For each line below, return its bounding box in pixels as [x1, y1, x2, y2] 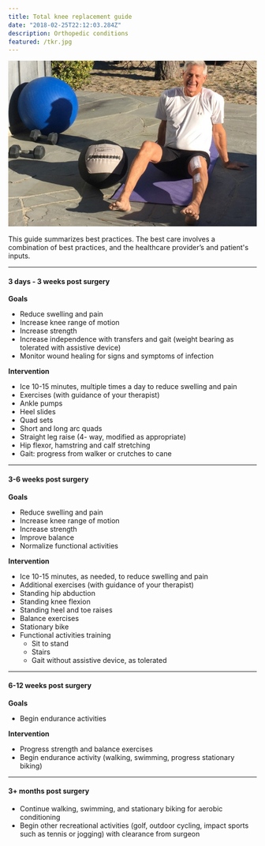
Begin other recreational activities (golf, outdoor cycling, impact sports [19, 821, 249, 830]
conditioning [19, 813, 61, 822]
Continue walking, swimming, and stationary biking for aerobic [19, 804, 223, 814]
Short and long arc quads [19, 424, 103, 433]
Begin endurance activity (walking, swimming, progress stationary [19, 752, 235, 762]
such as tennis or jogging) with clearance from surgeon [19, 829, 200, 839]
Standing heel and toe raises [19, 605, 113, 615]
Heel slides [19, 407, 57, 417]
